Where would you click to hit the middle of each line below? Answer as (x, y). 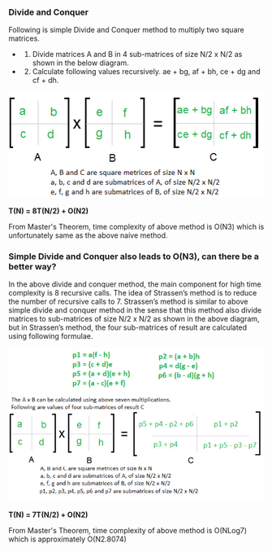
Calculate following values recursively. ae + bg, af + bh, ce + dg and (147, 72)
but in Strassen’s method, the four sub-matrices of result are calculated (128, 327)
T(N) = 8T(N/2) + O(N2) (49, 211)
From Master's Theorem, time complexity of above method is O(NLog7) (128, 531)
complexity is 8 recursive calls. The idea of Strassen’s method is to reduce (133, 293)
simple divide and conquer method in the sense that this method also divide (135, 310)
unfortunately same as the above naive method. (88, 235)
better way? (32, 266)
